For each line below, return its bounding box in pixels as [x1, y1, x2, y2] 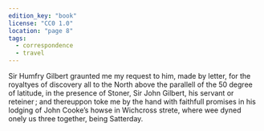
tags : [8, 34, 26, 43]
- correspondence [15, 42, 74, 50]
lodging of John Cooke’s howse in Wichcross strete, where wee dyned [8, 105, 242, 115]
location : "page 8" [8, 27, 74, 35]
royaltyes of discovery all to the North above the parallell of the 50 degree [8, 80, 253, 89]
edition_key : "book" [8, 11, 78, 20]
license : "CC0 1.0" [8, 19, 74, 27]
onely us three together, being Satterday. [8, 114, 144, 123]
